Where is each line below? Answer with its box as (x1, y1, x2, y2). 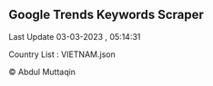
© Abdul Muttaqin (8, 66, 76, 77)
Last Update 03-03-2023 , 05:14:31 (8, 31, 141, 42)
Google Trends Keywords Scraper (8, 7, 204, 23)
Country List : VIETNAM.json (8, 49, 116, 60)
